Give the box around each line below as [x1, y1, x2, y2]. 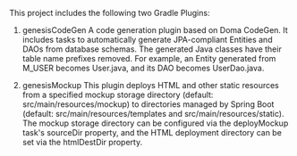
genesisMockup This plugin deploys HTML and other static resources [21, 80, 279, 90]
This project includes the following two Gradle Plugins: [9, 8, 210, 18]
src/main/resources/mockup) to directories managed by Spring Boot [21, 99, 275, 110]
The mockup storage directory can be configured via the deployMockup [21, 118, 289, 128]
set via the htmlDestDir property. [21, 137, 143, 147]
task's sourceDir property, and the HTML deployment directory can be [21, 127, 282, 137]
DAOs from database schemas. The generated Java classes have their [21, 44, 282, 54]
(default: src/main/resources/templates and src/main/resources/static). [21, 109, 284, 119]
